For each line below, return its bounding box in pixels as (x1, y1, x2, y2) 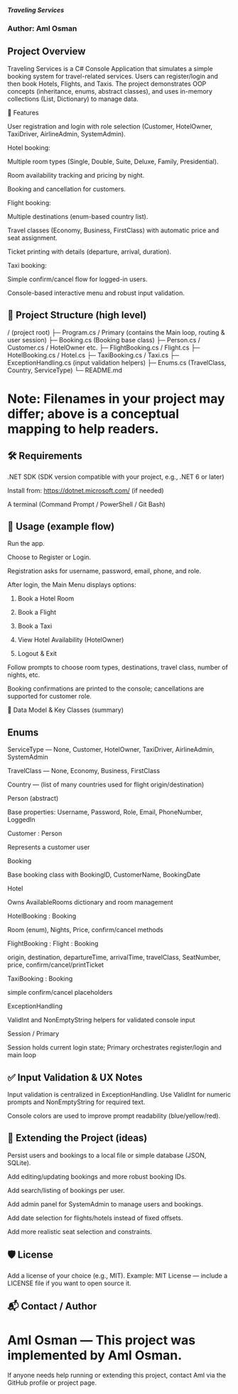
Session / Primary (7, 1030, 60, 1038)
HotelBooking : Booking (7, 912, 77, 920)
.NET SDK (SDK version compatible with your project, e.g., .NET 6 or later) (7, 472, 225, 481)
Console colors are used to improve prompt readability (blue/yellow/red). (7, 1112, 221, 1120)
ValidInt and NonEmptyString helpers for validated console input (7, 1016, 195, 1025)
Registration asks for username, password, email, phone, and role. (7, 567, 201, 576)
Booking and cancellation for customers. (7, 185, 126, 193)
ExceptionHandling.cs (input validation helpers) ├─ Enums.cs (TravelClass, (7, 358, 227, 367)
